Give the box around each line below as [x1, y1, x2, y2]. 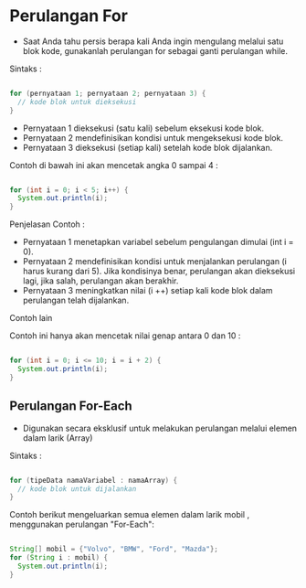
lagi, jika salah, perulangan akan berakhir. [22, 275, 179, 286]
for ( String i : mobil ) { [9, 553, 108, 562]
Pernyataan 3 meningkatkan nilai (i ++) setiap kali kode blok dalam [22, 285, 273, 296]
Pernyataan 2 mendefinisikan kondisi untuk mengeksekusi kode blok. [22, 132, 283, 143]
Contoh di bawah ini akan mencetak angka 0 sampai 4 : [9, 159, 218, 170]
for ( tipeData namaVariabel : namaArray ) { [9, 476, 178, 485]
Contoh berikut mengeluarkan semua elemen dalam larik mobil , [9, 509, 249, 520]
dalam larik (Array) [22, 432, 93, 444]
